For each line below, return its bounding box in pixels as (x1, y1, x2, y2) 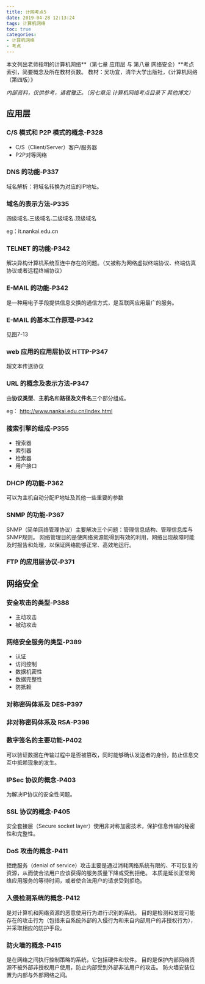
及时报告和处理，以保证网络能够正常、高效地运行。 (6, 541, 135, 548)
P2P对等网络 (15, 151, 48, 158)
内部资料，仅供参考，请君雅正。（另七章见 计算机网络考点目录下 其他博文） (6, 89, 194, 96)
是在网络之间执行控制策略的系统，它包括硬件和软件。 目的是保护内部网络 (6, 956, 190, 963)
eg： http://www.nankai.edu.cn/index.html (6, 407, 113, 414)
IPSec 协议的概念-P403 (6, 776, 76, 784)
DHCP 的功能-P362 (6, 479, 64, 487)
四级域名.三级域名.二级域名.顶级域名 (6, 215, 97, 222)
